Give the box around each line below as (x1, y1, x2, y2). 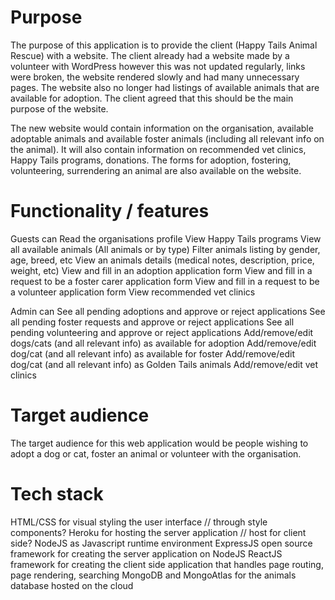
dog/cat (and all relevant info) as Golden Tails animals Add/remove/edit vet (10, 358, 319, 370)
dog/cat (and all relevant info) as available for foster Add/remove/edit (10, 347, 295, 360)
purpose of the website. (10, 102, 109, 115)
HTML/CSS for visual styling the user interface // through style (10, 516, 268, 528)
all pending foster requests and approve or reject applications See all (10, 316, 295, 328)
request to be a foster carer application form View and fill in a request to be (10, 275, 320, 287)
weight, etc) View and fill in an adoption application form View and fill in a (10, 264, 313, 276)
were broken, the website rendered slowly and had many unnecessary (10, 71, 300, 83)
